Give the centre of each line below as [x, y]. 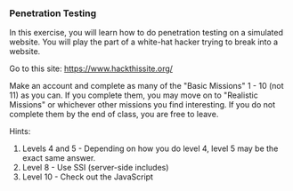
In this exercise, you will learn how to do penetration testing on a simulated [146, 33]
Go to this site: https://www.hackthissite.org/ [91, 68]
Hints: [20, 131]
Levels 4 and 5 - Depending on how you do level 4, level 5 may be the [150, 148]
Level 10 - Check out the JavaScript [88, 177]
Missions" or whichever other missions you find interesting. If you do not [142, 105]
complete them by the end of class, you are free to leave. [114, 115]
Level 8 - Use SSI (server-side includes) [95, 168]
